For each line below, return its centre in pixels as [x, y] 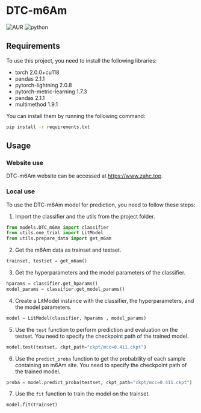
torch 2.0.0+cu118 [37, 72]
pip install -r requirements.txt [48, 127]
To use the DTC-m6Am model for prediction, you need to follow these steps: [101, 205]
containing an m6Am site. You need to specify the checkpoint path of [101, 365]
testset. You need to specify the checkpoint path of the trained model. [102, 336]
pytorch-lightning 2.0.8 [43, 85]
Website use [25, 163]
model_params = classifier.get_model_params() [66, 289]
